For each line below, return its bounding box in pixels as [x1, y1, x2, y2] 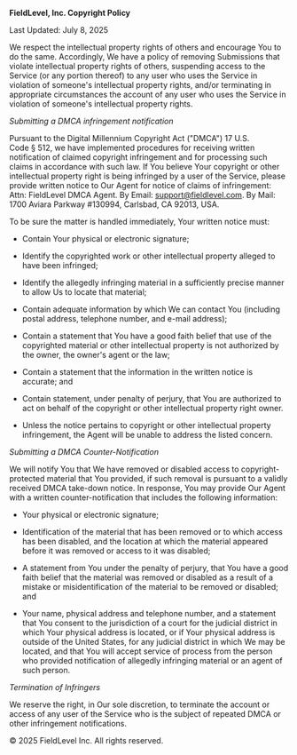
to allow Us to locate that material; [21, 287, 147, 297]
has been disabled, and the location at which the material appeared [21, 536, 269, 546]
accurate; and [21, 377, 74, 386]
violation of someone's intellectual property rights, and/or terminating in [9, 80, 272, 90]
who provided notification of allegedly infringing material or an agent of [21, 656, 283, 665]
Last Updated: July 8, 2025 [9, 25, 109, 35]
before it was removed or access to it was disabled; [21, 545, 211, 556]
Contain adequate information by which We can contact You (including [21, 304, 281, 314]
